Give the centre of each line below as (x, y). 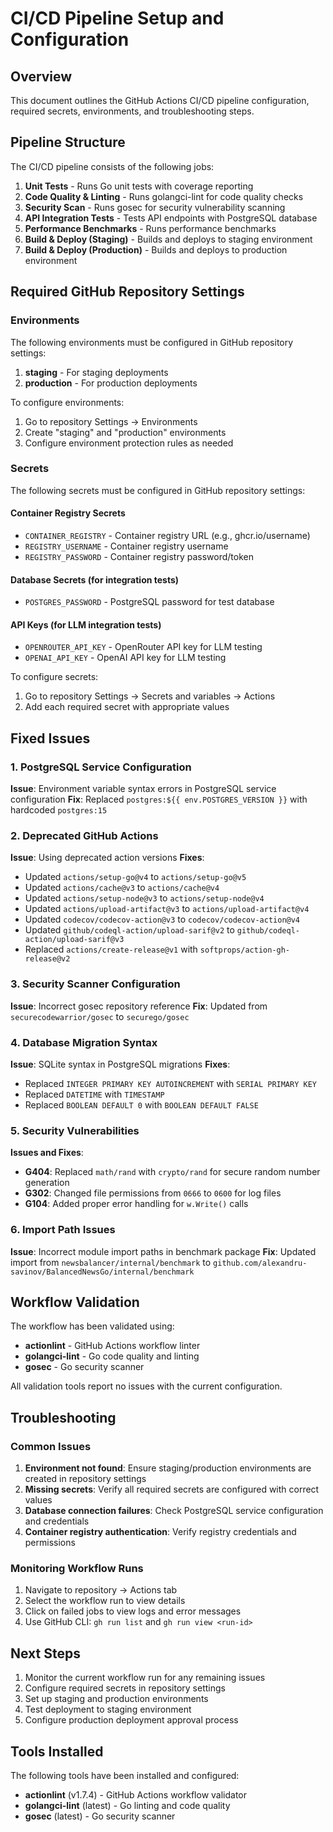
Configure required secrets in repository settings (125, 1688)
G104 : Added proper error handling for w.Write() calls (136, 1204)
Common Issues (51, 1446)
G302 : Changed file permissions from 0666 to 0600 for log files (153, 1193)
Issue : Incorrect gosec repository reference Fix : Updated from (139, 1006)
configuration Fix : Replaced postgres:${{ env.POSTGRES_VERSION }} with (159, 799)
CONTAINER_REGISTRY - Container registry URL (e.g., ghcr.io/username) (167, 535)
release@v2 (47, 959)
